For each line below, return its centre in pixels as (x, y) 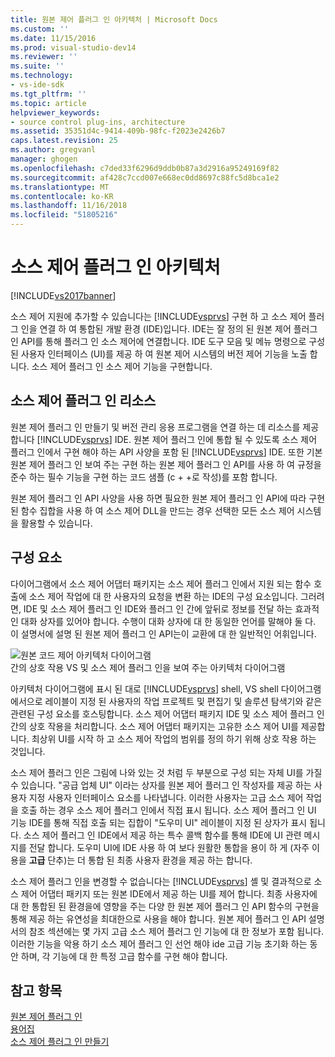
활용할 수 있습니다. (56, 523)
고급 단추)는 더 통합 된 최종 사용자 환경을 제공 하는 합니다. (140, 860)
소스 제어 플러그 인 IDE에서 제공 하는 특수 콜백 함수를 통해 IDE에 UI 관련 (162, 835)
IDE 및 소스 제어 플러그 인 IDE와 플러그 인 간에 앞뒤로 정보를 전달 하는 (158, 608)
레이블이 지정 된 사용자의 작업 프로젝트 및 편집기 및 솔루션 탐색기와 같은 (183, 701)
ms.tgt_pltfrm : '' (48, 94)
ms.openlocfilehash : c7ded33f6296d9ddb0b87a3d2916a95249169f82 (145, 168)
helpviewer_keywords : (55, 112)
